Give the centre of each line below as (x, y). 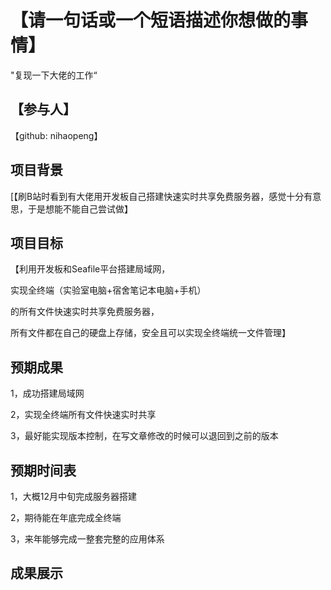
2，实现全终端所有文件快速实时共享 (83, 415)
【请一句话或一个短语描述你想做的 (151, 20)
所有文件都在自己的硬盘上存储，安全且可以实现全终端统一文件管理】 (150, 333)
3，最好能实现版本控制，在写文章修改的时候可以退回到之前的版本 (144, 436)
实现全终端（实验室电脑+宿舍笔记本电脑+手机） (108, 290)
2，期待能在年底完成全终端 (66, 517)
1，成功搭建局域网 (47, 393)
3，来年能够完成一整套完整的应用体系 (87, 539)
